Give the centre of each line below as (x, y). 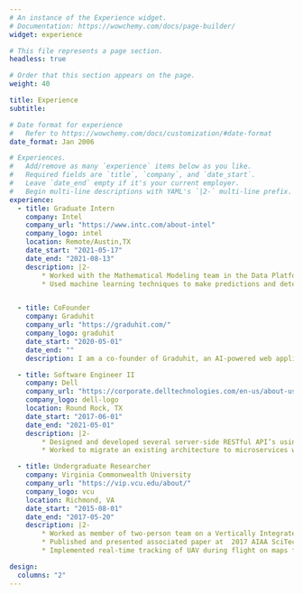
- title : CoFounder (54, 308)
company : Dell (52, 383)
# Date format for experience (66, 125)
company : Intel (54, 217)
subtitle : (28, 108)
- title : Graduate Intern (66, 209)
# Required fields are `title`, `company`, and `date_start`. (133, 175)
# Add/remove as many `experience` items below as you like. (131, 167)
